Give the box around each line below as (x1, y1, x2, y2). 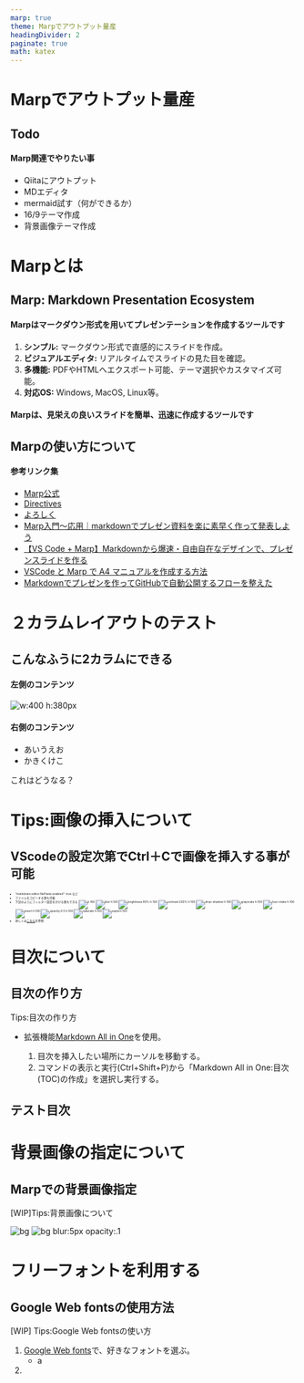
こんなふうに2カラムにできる (10, 651, 174, 667)
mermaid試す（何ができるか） (23, 197, 137, 208)
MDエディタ (23, 186, 69, 197)
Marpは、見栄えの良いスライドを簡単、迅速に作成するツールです (10, 410, 254, 421)
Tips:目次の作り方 (10, 1012, 77, 1023)
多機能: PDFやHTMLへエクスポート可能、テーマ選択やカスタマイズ (23, 364, 274, 375)
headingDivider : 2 (10, 30, 80, 39)
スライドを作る (31, 554, 88, 566)
